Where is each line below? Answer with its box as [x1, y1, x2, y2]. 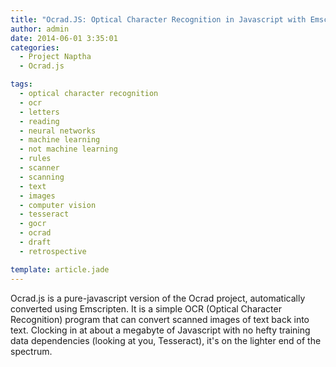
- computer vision [19, 200, 97, 210]
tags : [10, 79, 33, 90]
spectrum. [10, 345, 53, 357]
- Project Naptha [19, 52, 92, 62]
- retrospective [19, 246, 87, 256]
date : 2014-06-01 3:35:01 [10, 33, 118, 43]
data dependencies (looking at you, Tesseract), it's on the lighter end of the [10, 334, 322, 346]
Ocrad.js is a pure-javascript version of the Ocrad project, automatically [10, 292, 306, 304]
